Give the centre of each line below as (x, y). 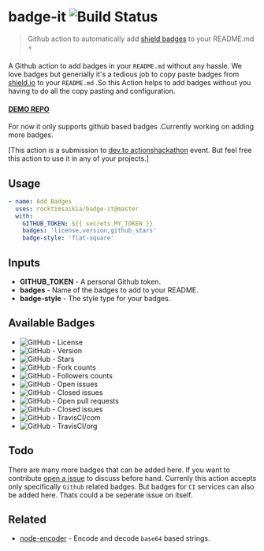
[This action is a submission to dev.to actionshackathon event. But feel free (130, 151)
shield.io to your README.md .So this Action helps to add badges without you (130, 82)
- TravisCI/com (76, 417)
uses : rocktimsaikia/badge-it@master (77, 209)
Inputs (24, 263)
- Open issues (75, 384)
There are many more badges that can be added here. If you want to (119, 470)
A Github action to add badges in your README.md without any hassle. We (125, 65)
